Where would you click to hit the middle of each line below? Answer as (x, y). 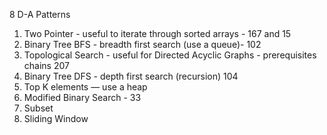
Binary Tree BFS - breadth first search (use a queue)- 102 (142, 44)
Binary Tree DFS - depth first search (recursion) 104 (131, 76)
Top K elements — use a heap (85, 87)
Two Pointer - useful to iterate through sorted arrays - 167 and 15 (157, 33)
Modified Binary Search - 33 (82, 97)
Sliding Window (56, 118)
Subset (38, 108)
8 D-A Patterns (40, 14)
